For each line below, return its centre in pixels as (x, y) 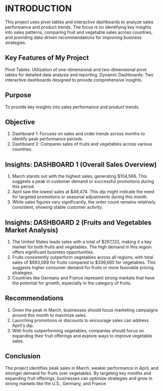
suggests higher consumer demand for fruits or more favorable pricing (83, 267)
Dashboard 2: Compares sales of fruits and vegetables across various (82, 144)
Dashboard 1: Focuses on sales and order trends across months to (78, 134)
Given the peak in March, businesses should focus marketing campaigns (85, 310)
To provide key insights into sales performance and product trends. (72, 107)
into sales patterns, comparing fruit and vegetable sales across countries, (79, 32)
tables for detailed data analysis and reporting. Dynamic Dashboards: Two (79, 75)
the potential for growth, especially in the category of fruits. (72, 283)
